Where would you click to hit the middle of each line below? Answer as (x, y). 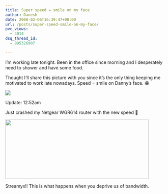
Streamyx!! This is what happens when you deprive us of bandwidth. (77, 186)
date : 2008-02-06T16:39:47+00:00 (41, 19)
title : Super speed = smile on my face (48, 10)
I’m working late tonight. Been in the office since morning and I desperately (84, 62)
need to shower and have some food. (44, 67)
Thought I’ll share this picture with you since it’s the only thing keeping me (83, 78)
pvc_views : (17, 29)
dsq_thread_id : (21, 39)
